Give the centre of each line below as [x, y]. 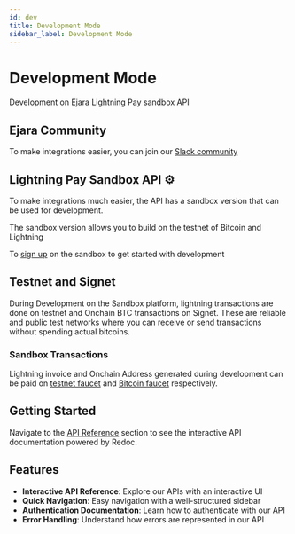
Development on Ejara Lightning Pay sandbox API [99, 102]
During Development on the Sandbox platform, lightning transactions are [141, 303]
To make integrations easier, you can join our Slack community [124, 152]
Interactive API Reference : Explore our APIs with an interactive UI [142, 491]
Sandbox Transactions [59, 354]
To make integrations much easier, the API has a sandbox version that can [144, 200]
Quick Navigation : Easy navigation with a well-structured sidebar [141, 500]
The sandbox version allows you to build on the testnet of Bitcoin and [136, 227]
